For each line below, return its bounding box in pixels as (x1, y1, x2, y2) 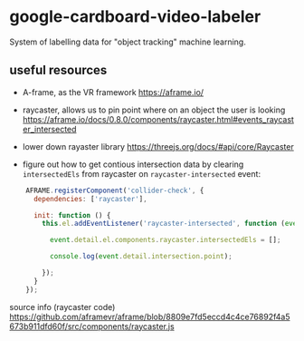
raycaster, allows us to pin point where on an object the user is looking (22, 104, 286, 115)
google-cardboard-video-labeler (9, 6, 261, 27)
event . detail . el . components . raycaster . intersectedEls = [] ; (49, 236, 281, 245)
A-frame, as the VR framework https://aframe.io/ (22, 86, 204, 97)
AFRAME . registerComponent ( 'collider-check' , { (25, 186, 204, 195)
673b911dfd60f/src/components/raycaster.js (9, 320, 175, 332)
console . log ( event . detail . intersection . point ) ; (49, 252, 233, 261)
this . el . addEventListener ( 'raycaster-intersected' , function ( (42, 219, 285, 229)
